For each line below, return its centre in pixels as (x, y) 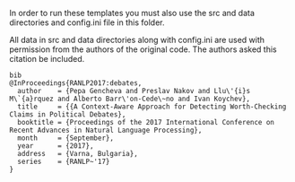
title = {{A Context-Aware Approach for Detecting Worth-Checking (152, 107)
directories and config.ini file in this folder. (87, 22)
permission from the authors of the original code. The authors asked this (143, 49)
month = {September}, (66, 138)
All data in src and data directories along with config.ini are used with (137, 40)
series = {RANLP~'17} (64, 161)
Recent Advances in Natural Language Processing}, (106, 130)
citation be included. (47, 59)
